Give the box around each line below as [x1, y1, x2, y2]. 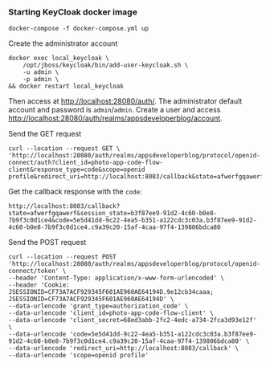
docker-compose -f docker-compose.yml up [8, 25, 149, 33]
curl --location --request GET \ [8, 145, 121, 153]
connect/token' [8, 267, 59, 275]
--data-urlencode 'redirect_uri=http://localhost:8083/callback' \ [8, 345, 239, 353]
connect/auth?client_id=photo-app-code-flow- [8, 159, 163, 167]
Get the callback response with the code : [8, 187, 142, 197]
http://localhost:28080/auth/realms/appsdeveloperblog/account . [8, 113, 223, 123]
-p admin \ [22, 75, 59, 84]
